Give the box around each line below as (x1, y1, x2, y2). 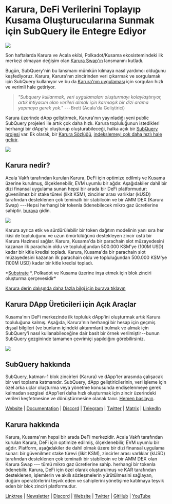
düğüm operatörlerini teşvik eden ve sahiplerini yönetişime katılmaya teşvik (5, 478, 164, 484)
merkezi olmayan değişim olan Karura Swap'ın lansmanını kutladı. (5, 58, 144, 64)
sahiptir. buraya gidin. (5, 207, 51, 214)
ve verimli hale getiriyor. (5, 84, 56, 90)
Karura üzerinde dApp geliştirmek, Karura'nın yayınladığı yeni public (5, 115, 149, 121)
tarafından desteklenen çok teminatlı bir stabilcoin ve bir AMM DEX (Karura (5, 196, 164, 202)
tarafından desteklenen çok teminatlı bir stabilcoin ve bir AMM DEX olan (5, 456, 158, 462)
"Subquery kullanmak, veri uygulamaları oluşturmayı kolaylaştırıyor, (17, 94, 162, 100)
